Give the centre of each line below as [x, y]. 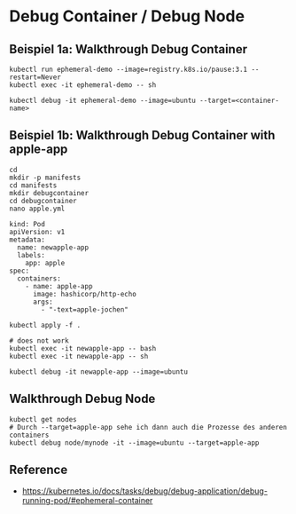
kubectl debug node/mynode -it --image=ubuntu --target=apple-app [134, 443]
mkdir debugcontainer [49, 193]
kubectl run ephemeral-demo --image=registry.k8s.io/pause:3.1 [129, 69]
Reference [39, 470]
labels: [31, 255]
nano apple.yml [37, 209]
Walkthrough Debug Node [82, 399]
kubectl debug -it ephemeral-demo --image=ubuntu [103, 100]
